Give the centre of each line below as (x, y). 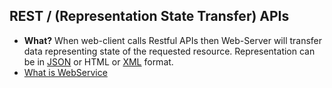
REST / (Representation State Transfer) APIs (149, 16)
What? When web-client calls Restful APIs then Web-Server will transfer (173, 40)
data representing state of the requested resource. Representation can (169, 51)
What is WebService (65, 72)
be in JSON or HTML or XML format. (98, 61)
